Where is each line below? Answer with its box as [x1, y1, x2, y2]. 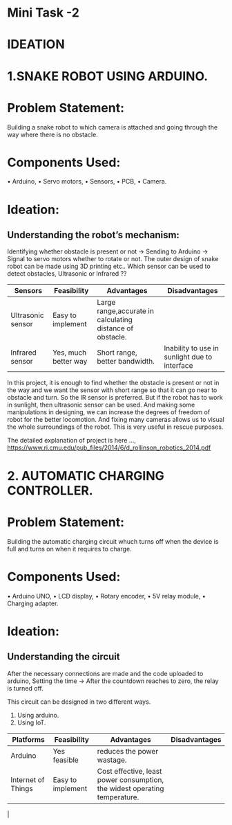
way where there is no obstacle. [7, 130, 98, 139]
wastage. [97, 755, 127, 765]
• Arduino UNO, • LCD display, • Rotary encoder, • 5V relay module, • [7, 592, 206, 600]
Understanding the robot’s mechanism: [7, 229, 180, 241]
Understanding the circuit [7, 651, 121, 663]
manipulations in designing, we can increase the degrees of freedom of [7, 408, 211, 416]
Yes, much [52, 348, 87, 357]
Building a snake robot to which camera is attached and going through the [7, 123, 218, 131]
